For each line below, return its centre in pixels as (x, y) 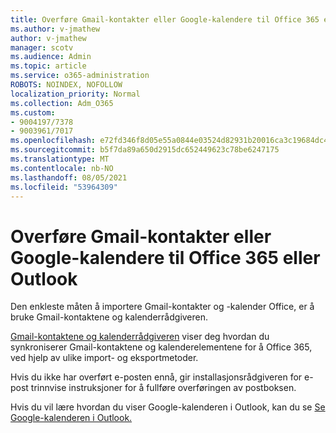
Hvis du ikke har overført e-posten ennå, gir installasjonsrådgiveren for (156, 377)
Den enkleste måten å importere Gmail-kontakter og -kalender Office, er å (162, 307)
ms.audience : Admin (51, 57)
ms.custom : (33, 112)
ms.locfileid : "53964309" (64, 187)
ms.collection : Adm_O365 (62, 103)
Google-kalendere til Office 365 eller (165, 257)
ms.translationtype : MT (60, 159)
